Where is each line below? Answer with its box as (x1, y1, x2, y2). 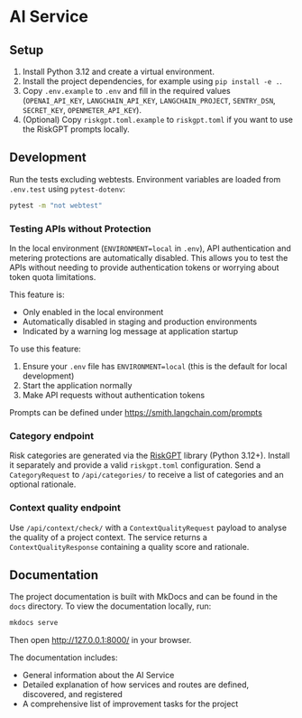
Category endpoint (9, 429, 95, 442)
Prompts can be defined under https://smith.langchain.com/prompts (9, 406, 263, 417)
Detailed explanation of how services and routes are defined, (22, 679, 250, 690)
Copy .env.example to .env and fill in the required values (22, 86, 232, 96)
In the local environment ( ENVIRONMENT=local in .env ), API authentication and (9, 242, 291, 254)
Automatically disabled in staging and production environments (22, 316, 258, 327)
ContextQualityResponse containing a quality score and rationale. (9, 541, 250, 552)
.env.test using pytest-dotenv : (9, 183, 126, 194)
